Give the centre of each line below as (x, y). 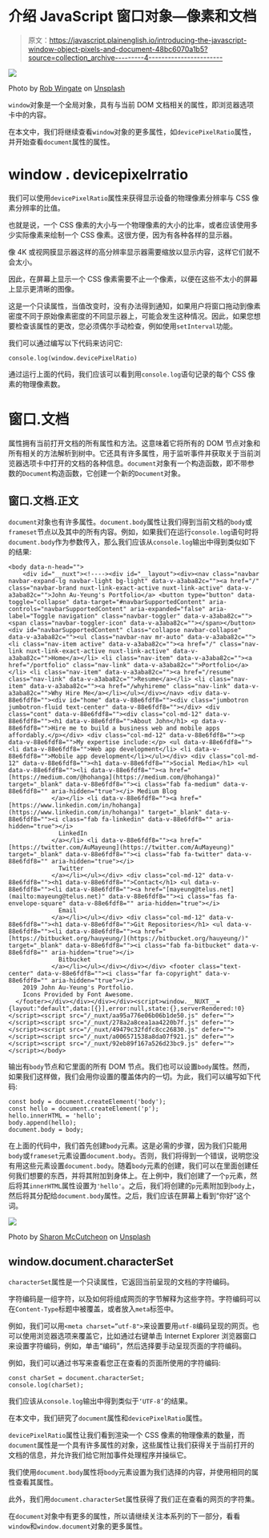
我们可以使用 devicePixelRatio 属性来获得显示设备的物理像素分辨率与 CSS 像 (134, 198)
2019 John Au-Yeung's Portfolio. (78, 987)
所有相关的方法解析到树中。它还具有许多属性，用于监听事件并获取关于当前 (131, 453)
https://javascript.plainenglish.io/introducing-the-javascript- (148, 40)
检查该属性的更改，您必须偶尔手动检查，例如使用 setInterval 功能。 (126, 326)
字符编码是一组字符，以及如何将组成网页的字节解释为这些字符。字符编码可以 (134, 1299)
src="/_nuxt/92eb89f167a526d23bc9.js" (134, 1043)
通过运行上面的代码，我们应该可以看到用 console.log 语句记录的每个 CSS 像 (132, 374)
